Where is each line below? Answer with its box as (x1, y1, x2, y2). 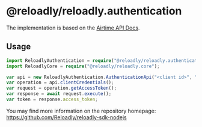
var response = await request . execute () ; (6, 91, 112, 97)
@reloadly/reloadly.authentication (6, 4, 182, 18)
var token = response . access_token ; (6, 96, 98, 102)
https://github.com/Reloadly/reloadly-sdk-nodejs (6, 113, 127, 121)
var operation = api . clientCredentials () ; (6, 79, 114, 85)
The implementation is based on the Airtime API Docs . (6, 24, 140, 31)
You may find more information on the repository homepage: (6, 107, 156, 114)
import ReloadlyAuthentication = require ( (6, 57, 114, 64)
